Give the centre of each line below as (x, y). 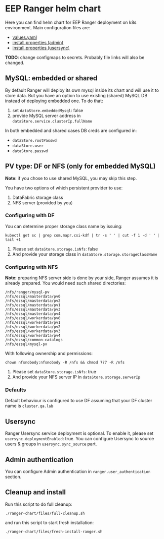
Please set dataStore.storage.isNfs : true (54, 372)
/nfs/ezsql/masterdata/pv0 (33, 297)
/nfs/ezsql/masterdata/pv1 (33, 305)
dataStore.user (28, 146)
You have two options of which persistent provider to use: (64, 188)
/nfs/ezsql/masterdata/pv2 (33, 301)
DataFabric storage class (38, 197)
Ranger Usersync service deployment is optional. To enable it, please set (79, 433)
